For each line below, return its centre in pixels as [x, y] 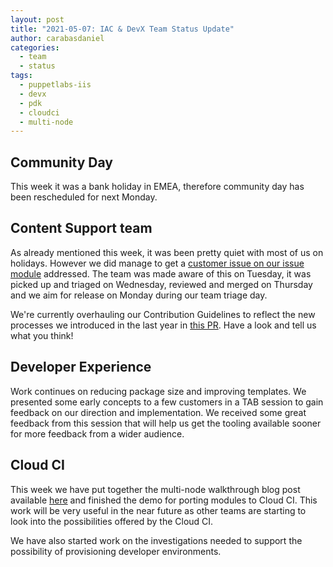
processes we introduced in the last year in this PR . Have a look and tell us [163, 325]
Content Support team [81, 228]
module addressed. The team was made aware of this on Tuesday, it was [161, 273]
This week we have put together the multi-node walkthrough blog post [155, 489]
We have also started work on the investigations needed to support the [156, 540]
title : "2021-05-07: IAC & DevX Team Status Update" [122, 29]
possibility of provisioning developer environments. [116, 551]
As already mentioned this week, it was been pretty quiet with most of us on [167, 252]
